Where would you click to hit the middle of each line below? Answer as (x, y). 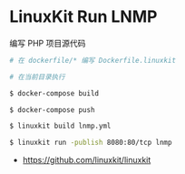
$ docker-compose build (54, 93)
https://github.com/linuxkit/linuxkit (87, 160)
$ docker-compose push (52, 110)
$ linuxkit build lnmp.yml (60, 126)
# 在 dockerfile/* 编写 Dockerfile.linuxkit (93, 60)
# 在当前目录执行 (37, 77)
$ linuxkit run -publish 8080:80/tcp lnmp (91, 143)
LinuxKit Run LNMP (83, 17)
